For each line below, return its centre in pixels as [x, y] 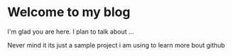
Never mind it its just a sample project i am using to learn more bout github [116, 45]
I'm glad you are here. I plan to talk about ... [71, 31]
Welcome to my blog [69, 12]
